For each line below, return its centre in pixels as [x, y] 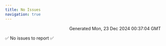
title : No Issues [23, 10]
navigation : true [23, 14]
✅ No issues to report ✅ [30, 38]
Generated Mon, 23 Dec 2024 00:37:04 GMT [115, 28]
